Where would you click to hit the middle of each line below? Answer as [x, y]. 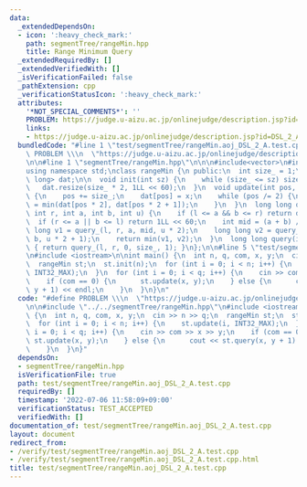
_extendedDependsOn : [57, 26]
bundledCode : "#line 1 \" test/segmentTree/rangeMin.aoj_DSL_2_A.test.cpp [161, 145]
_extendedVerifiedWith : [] [69, 69]
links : [38, 129]
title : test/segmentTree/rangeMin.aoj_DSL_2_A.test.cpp [118, 468]
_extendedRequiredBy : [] [65, 60]
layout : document [42, 434]
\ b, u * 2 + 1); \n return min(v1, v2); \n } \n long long [147, 238]
